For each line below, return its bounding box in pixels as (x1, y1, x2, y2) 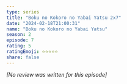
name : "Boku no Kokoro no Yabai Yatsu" (6, 26, 108, 32)
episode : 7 (6, 37, 34, 43)
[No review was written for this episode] (6, 71, 107, 78)
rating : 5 (6, 43, 32, 49)
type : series (6, 9, 40, 15)
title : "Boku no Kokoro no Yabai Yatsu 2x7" (6, 15, 122, 21)
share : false (6, 54, 40, 60)
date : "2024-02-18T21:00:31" (6, 20, 81, 26)
